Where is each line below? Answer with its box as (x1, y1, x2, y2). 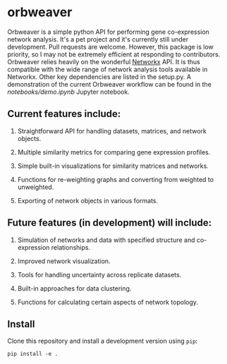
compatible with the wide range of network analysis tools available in (7, 65, 208, 73)
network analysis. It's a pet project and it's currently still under (7, 35, 189, 43)
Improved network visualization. (17, 257, 111, 265)
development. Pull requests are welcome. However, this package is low (7, 42, 214, 51)
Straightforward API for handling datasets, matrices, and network (17, 126, 207, 135)
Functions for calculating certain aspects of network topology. (17, 298, 199, 306)
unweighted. (17, 183, 54, 191)
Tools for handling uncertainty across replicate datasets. (17, 270, 182, 279)
